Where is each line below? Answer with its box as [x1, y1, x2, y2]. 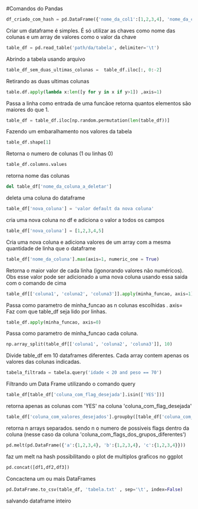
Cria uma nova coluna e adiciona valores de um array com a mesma [6, 239, 171, 246]
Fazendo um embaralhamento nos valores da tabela [6, 128, 133, 135]
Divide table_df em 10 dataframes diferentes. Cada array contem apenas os [6, 352, 190, 359]
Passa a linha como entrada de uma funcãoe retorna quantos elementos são [6, 100, 192, 107]
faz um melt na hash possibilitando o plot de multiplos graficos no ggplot [6, 453, 183, 460]
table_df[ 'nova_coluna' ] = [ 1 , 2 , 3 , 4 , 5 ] [6, 227, 104, 234]
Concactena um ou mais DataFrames [6, 475, 96, 482]
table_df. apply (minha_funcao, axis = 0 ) [6, 319, 101, 325]
